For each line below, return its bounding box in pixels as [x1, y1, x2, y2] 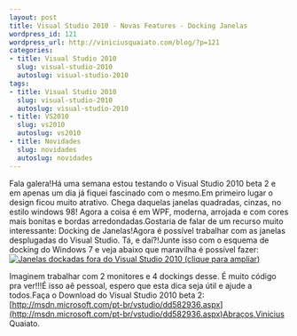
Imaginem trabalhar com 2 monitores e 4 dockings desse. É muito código [9, 270, 277, 281]
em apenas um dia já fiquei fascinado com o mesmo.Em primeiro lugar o [9, 188, 273, 198]
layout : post [9, 12, 58, 22]
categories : [9, 46, 53, 55]
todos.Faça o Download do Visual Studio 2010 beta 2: [9, 290, 206, 300]
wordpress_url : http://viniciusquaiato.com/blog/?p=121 [9, 37, 220, 47]
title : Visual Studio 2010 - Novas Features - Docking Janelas [9, 21, 248, 30]
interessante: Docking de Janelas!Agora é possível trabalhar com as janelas [9, 225, 286, 236]
